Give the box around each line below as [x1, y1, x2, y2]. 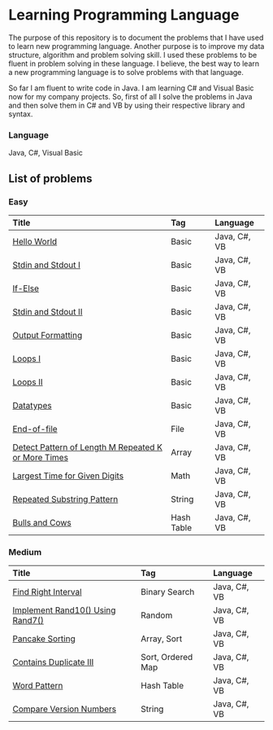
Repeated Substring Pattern [12, 493, 119, 504]
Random [141, 609, 173, 621]
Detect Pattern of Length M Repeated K [12, 442, 162, 453]
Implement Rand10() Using [12, 605, 116, 616]
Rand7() [12, 615, 45, 627]
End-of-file [12, 423, 58, 434]
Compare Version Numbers [12, 703, 116, 715]
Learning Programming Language [8, 6, 240, 24]
